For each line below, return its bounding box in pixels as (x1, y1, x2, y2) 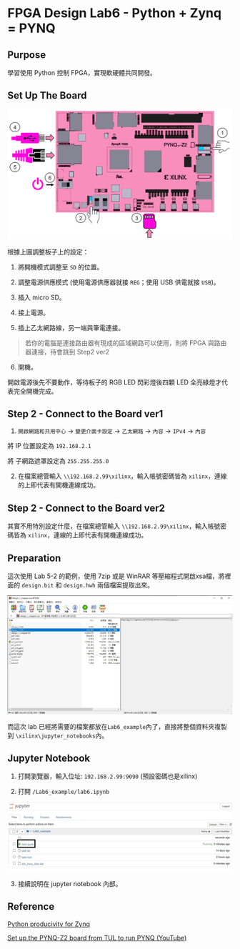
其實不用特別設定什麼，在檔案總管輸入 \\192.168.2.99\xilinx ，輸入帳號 (7, 522, 221, 530)
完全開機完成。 (13, 387, 58, 395)
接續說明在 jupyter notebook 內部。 (17, 880, 122, 888)
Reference (7, 900, 55, 913)
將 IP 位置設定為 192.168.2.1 (7, 442, 91, 450)
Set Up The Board (7, 89, 87, 101)
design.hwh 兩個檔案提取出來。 (63, 581, 154, 590)
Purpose (7, 49, 46, 61)
